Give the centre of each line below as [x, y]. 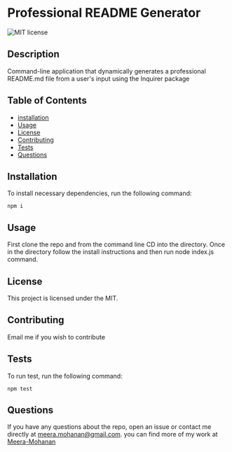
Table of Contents [47, 100]
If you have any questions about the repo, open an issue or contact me [109, 427]
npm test [20, 389]
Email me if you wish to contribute [56, 337]
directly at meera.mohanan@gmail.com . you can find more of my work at [113, 435]
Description [33, 54]
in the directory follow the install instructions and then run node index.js [111, 252]
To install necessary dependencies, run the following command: [100, 193]
